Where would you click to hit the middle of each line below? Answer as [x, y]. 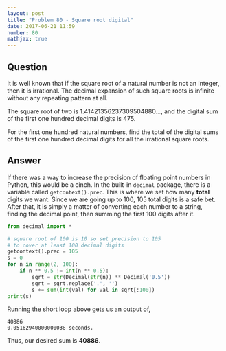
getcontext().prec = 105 [43, 251]
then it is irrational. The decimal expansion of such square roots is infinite [111, 91]
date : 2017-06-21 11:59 [41, 26]
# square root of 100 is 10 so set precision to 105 [84, 239]
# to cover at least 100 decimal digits [66, 245]
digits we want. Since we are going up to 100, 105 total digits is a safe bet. [112, 199]
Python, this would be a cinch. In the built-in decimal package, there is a [109, 184]
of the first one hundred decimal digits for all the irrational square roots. [108, 139]
